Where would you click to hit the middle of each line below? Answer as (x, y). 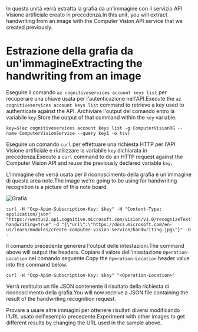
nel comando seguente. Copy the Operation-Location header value (109, 258)
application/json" (29, 214)
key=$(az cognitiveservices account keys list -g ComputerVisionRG (91, 128)
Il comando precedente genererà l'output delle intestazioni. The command (95, 245)
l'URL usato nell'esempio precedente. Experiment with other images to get (95, 316)
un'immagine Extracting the (74, 64)
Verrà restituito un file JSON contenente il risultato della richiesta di (88, 286)
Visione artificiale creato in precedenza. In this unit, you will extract (87, 15)
